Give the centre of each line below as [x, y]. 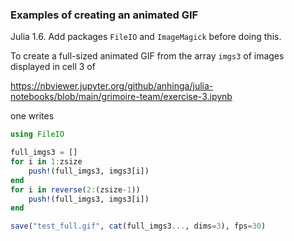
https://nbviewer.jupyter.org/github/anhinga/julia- [112, 86]
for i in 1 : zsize [46, 162]
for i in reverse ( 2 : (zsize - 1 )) [75, 189]
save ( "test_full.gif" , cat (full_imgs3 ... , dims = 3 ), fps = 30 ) [138, 226]
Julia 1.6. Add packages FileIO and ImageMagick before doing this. [146, 37]
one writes [32, 116]
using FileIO [37, 134]
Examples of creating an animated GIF [104, 15]
